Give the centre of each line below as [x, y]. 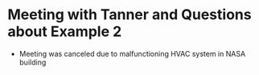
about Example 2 [65, 32]
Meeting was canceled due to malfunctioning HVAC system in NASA [132, 53]
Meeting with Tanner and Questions [129, 15]
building [33, 62]
